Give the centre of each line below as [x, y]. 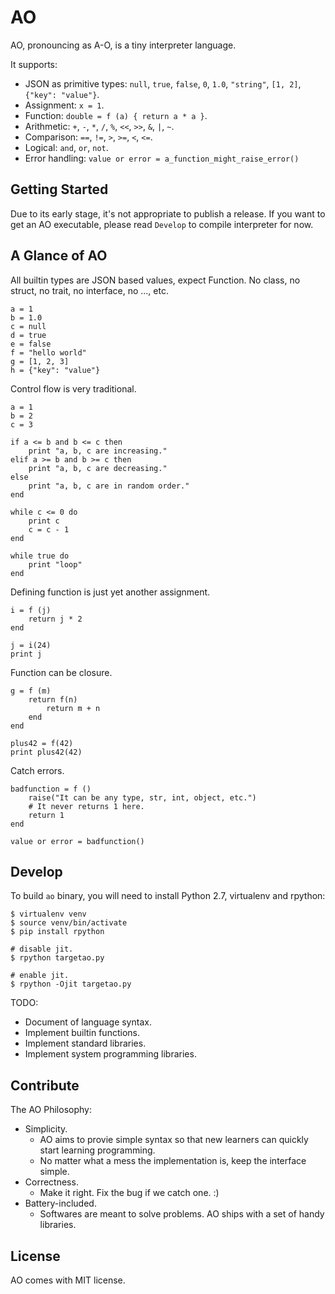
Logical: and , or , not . [66, 147]
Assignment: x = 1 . [64, 105]
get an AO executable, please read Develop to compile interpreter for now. [162, 224]
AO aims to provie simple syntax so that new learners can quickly [174, 1140]
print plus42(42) [46, 752]
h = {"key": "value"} [55, 370]
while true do [40, 556]
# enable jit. [40, 976]
